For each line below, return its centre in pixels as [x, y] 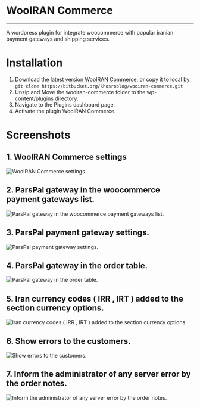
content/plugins [34, 98]
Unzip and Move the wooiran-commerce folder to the [80, 92]
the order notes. [37, 383]
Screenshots [38, 135]
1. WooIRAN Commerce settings [66, 157]
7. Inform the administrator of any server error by [99, 374]
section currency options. [55, 308]
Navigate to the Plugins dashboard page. [65, 104]
